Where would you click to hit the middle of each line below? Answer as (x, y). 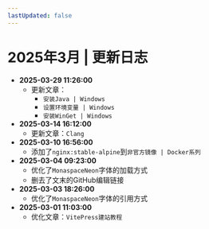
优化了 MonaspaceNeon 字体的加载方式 (89, 170)
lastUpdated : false (40, 16)
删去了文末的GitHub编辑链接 (77, 180)
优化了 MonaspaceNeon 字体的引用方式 (89, 198)
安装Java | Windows (74, 99)
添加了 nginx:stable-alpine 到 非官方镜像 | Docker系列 (116, 151)
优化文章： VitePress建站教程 (77, 216)
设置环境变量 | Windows (79, 107)
